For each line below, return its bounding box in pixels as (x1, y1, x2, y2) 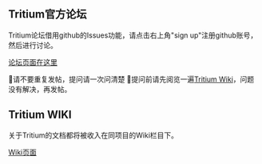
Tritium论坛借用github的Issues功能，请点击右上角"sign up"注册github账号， (8, 30, 258, 40)
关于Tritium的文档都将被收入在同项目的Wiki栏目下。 (8, 130, 178, 140)
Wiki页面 (8, 147, 38, 157)
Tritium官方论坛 (8, 7, 87, 22)
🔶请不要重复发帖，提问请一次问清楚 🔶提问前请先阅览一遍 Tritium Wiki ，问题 (8, 74, 255, 84)
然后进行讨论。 (8, 40, 58, 50)
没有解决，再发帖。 (8, 84, 72, 94)
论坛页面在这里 (8, 57, 58, 66)
